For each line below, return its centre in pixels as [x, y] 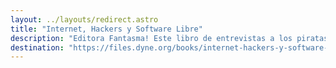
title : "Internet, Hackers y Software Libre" [106, 29]
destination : [37, 47]
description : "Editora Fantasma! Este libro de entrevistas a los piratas [169, 38]
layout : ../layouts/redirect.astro [84, 19]
